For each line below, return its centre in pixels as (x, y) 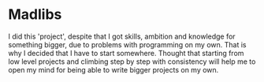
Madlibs (35, 15)
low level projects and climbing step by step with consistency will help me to (132, 61)
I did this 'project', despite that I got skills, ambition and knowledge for (122, 36)
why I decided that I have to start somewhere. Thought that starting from (126, 53)
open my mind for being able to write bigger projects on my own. (113, 69)
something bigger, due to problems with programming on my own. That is (127, 44)
